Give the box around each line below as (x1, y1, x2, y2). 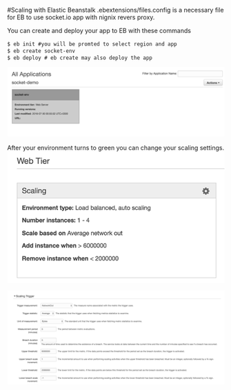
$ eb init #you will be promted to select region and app (7, 41, 177, 48)
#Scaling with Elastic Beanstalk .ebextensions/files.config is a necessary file (7, 6, 224, 14)
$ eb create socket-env (7, 48, 76, 54)
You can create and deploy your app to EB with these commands (7, 27, 192, 34)
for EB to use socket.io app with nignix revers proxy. (7, 13, 155, 21)
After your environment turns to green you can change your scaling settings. (7, 144, 225, 152)
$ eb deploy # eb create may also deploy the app (7, 54, 153, 61)
